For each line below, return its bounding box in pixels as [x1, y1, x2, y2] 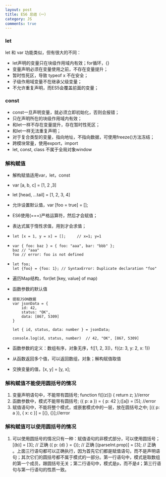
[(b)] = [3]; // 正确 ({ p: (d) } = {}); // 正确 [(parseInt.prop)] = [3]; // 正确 [12, 442, 156, 448]
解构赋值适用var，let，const [12, 172, 70, 179]
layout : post [5, 7, 32, 12]
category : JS [5, 16, 32, 21]
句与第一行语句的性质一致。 [12, 467, 69, 473]
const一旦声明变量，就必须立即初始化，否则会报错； [12, 109, 120, 115]
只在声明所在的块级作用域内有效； [12, 115, 82, 121]
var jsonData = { [12, 301, 49, 306]
